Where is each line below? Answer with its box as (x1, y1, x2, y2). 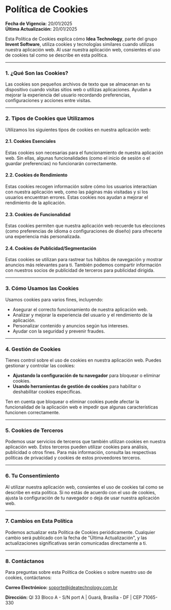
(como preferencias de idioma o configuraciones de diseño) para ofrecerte (5, 228, 162, 234)
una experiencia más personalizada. (5, 234, 81, 240)
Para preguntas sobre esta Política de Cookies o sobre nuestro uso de (5, 569, 152, 575)
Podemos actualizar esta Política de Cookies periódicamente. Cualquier (5, 529, 155, 535)
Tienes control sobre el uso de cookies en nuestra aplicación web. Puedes (5, 357, 162, 363)
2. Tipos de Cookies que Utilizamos (5, 115, 95, 122)
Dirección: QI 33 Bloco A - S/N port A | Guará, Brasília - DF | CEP (5, 594, 142, 600)
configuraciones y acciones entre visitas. (5, 97, 92, 104)
